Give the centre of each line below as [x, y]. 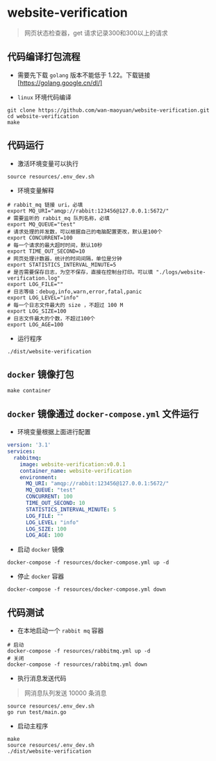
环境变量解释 [35, 190]
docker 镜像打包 [41, 374]
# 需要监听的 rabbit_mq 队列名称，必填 [58, 218]
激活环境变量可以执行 [48, 163]
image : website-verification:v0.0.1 [73, 464]
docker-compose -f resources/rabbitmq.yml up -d [79, 651]
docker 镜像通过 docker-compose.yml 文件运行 [103, 413]
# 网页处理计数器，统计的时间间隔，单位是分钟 [65, 258]
